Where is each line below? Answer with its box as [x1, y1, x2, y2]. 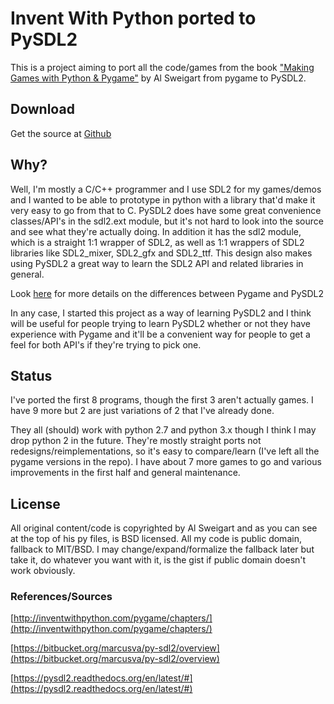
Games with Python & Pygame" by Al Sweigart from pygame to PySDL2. [10, 72, 307, 84]
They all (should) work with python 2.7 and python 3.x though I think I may [10, 424, 317, 436]
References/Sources [10, 590, 113, 604]
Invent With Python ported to [10, 7, 257, 30]
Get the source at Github [10, 127, 112, 139]
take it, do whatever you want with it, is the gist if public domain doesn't [10, 554, 307, 566]
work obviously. [10, 565, 76, 577]
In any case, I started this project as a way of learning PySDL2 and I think [10, 307, 312, 319]
